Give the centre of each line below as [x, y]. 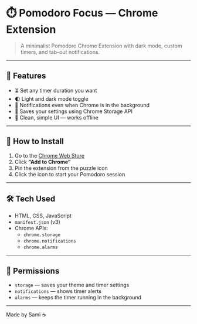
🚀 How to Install [35, 141]
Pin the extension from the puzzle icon [61, 168]
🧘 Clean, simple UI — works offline [56, 117]
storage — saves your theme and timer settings [72, 285]
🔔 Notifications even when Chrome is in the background [82, 105]
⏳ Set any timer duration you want [56, 90]
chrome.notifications [50, 241]
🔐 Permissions [33, 271]
